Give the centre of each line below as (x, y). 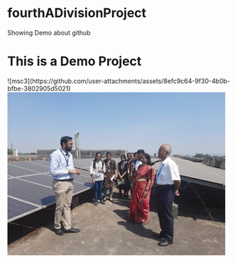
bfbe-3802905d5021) (39, 88)
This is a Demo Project (75, 61)
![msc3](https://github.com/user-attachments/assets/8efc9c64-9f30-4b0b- (119, 81)
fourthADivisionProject (77, 13)
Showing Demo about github (49, 33)
